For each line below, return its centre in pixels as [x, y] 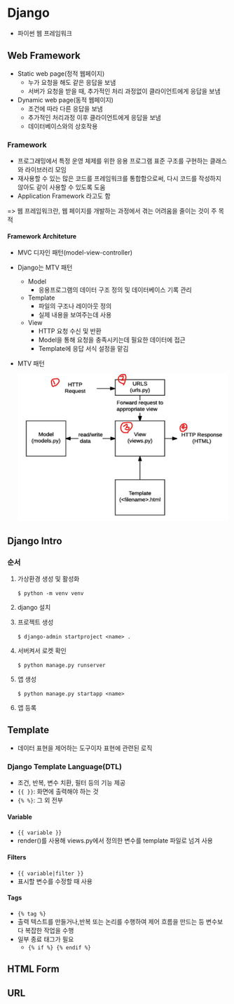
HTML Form [33, 969]
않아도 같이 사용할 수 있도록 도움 [61, 187]
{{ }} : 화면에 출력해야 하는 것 [58, 791]
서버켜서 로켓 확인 [42, 651]
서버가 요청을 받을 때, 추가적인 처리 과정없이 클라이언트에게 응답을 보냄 [124, 91]
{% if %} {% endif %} [59, 948]
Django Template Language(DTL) [65, 766]
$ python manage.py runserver [62, 665]
